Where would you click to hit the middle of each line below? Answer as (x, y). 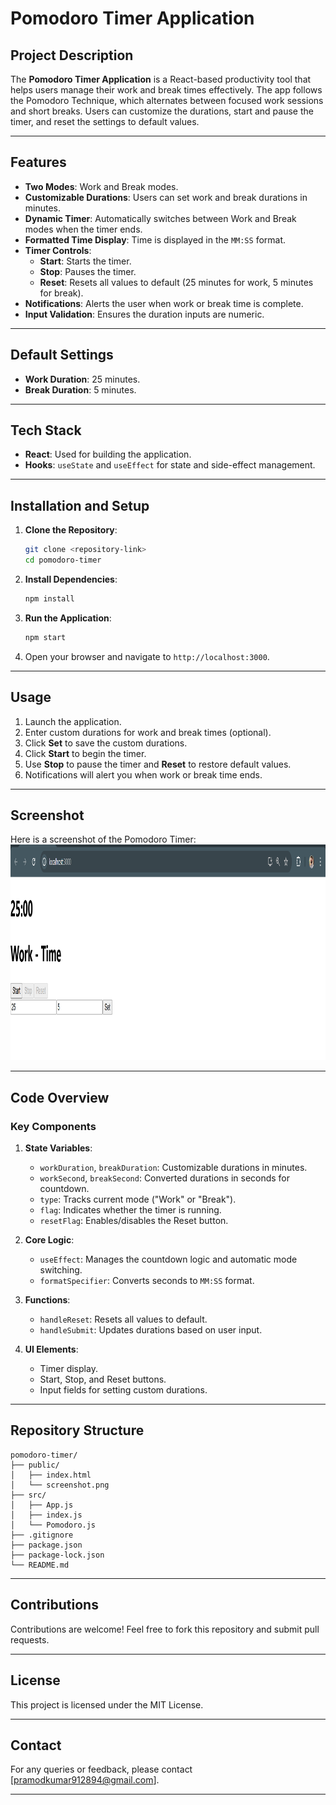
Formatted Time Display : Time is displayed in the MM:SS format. (155, 239)
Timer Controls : (58, 250)
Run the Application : (68, 618)
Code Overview (60, 1097)
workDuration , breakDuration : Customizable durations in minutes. (173, 1168)
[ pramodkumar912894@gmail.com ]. (85, 1780)
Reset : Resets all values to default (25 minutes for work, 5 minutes (176, 282)
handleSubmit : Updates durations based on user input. (151, 1330)
